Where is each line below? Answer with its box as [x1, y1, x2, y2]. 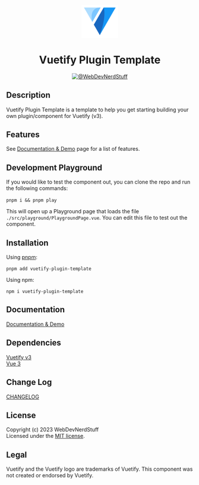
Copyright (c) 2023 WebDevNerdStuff [6, 426, 99, 433]
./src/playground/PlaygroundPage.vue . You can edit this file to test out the [6, 214, 188, 222]
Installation [6, 238, 49, 248]
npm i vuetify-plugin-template [6, 288, 84, 295]
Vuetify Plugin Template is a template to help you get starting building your [6, 106, 189, 113]
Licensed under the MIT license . [6, 433, 85, 440]
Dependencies [6, 338, 61, 348]
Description [6, 90, 50, 100]
